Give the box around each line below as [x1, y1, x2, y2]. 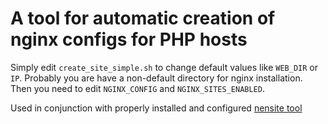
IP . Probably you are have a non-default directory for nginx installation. [10, 72, 303, 84]
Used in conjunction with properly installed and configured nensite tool [10, 102, 303, 114]
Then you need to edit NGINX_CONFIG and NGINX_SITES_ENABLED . [10, 82, 265, 94]
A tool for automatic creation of [10, 7, 276, 30]
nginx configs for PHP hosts [10, 28, 248, 51]
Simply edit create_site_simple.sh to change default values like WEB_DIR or [10, 61, 319, 73]
